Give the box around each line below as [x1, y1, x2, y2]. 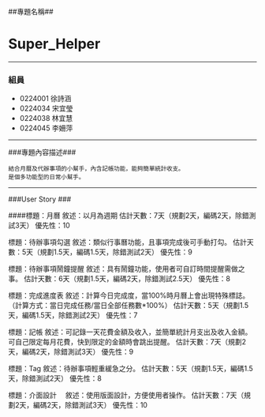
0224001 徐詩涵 [19, 94, 72, 103]
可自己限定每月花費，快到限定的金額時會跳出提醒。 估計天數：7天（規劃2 [8, 337, 247, 347]
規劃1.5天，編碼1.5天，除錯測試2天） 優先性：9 [39, 247, 193, 257]
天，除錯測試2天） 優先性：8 [8, 374, 103, 383]
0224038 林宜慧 [19, 114, 73, 123]
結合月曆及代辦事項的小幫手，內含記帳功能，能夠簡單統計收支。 [8, 165, 185, 173]
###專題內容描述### [8, 148, 77, 157]
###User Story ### [8, 194, 72, 204]
